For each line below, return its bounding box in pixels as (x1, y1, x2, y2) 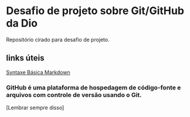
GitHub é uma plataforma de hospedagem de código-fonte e (6, 83, 181, 92)
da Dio (6, 16, 38, 30)
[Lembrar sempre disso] (6, 104, 65, 111)
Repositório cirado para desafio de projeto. (6, 36, 110, 43)
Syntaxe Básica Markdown (6, 69, 70, 76)
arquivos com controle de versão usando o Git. (6, 91, 142, 99)
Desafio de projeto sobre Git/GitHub (6, 4, 185, 18)
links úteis (6, 53, 45, 63)
